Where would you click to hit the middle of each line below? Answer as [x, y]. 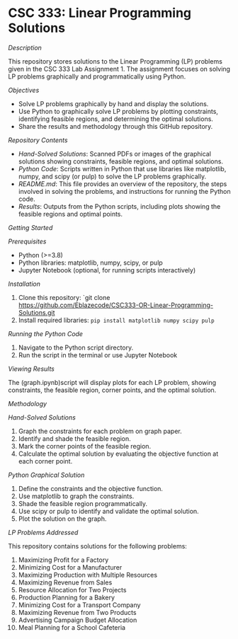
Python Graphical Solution [46, 475]
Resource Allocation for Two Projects [72, 589]
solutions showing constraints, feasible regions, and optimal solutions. [121, 161]
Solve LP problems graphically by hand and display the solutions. [113, 103]
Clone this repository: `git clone [64, 297]
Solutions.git [36, 312]
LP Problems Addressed [43, 532]
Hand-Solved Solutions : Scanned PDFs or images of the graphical [115, 154]
